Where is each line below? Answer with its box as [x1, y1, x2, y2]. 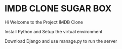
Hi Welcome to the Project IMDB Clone [4, 19, 83, 25]
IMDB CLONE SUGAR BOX [4, 3, 112, 14]
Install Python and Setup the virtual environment [4, 28, 103, 34]
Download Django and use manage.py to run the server [4, 38, 117, 44]
